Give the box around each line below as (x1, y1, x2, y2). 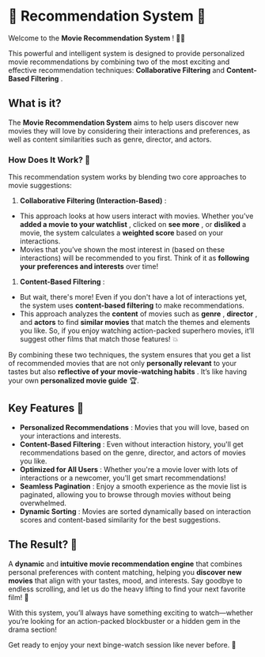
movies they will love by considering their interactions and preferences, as (8, 126, 251, 135)
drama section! (8, 625, 57, 634)
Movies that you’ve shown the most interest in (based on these (19, 245, 225, 255)
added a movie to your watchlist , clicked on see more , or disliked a (19, 220, 247, 229)
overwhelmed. (19, 498, 67, 508)
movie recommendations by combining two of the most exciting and (8, 57, 230, 66)
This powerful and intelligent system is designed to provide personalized (8, 48, 245, 58)
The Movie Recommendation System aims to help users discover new (8, 118, 239, 127)
